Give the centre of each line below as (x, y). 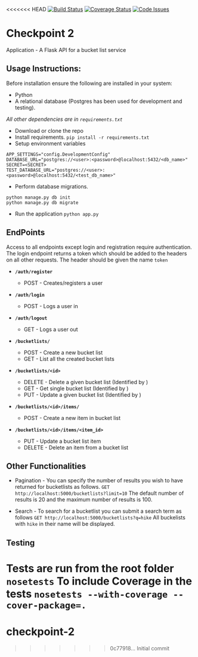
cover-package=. (46, 605)
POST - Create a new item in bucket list (72, 418)
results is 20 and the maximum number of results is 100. (83, 500)
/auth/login (30, 295)
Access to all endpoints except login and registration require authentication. (99, 247)
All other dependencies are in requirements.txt (64, 119)
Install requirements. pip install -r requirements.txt (82, 137)
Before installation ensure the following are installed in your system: (89, 83)
